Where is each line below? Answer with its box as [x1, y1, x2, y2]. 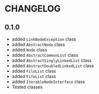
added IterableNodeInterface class [11, 78, 85, 84]
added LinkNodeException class [11, 36, 77, 42]
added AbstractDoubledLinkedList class [11, 63, 94, 68]
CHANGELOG [4, 3, 61, 14]
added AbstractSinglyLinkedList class [11, 57, 92, 63]
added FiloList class [11, 68, 56, 74]
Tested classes [11, 84, 43, 90]
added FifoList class [11, 73, 56, 79]
